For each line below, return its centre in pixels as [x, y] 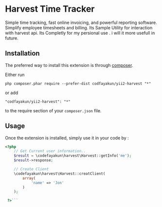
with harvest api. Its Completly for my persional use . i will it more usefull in [80, 33]
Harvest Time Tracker [50, 9]
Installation [22, 53]
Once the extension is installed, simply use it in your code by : [67, 138]
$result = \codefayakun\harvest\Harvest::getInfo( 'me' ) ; [73, 156]
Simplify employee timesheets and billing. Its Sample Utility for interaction [79, 27]
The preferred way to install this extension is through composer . [69, 65]
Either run [15, 75]
